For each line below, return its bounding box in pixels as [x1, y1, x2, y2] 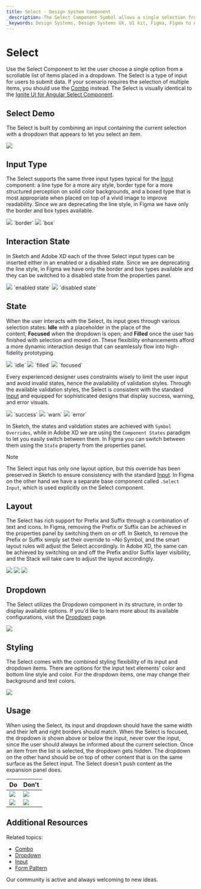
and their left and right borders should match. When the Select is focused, [6, 728, 189, 735]
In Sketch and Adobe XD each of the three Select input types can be [6, 252, 175, 259]
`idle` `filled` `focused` [13, 361, 83, 368]
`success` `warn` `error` [13, 411, 87, 418]
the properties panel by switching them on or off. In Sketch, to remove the [6, 530, 188, 537]
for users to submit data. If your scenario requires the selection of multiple [6, 78, 190, 86]
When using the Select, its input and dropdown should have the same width [6, 721, 193, 728]
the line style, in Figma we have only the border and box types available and [6, 265, 193, 273]
